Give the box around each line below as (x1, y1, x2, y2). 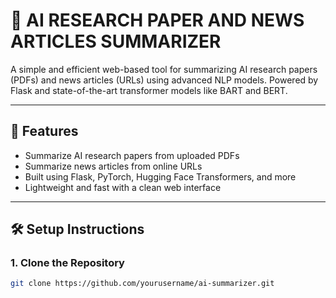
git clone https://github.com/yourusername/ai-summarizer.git (10, 279, 275, 289)
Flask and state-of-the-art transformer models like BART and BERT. (10, 84, 288, 96)
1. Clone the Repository (10, 256, 125, 270)
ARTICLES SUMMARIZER (10, 30, 222, 53)
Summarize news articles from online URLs (24, 160, 203, 172)
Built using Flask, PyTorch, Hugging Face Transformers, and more (24, 170, 297, 183)
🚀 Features (10, 123, 79, 140)
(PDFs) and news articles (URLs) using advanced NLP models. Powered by (10, 74, 319, 86)
